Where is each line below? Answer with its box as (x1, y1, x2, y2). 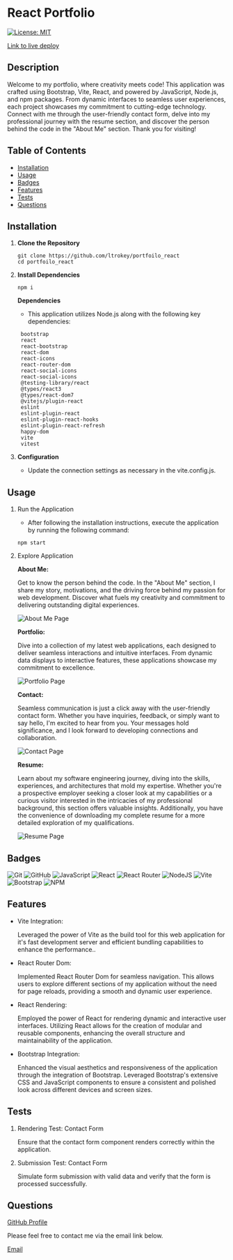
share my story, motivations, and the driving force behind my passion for (17, 586, 226, 594)
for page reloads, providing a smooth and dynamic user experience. (17, 987, 212, 995)
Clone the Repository (17, 239, 80, 247)
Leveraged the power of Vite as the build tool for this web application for (17, 930, 225, 939)
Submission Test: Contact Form (17, 1158, 108, 1167)
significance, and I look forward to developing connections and (17, 726, 198, 735)
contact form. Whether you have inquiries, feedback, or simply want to (17, 712, 220, 720)
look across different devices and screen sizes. (17, 1085, 153, 1093)
